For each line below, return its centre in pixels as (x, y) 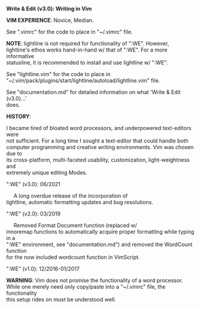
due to (14, 153)
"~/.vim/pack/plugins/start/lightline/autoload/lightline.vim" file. (83, 81)
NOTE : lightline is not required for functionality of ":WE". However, (88, 43)
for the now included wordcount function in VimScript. (73, 257)
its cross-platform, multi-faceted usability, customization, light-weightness (98, 160)
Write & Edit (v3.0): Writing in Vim (49, 9)
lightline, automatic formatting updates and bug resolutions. (80, 202)
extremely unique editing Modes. (47, 172)
